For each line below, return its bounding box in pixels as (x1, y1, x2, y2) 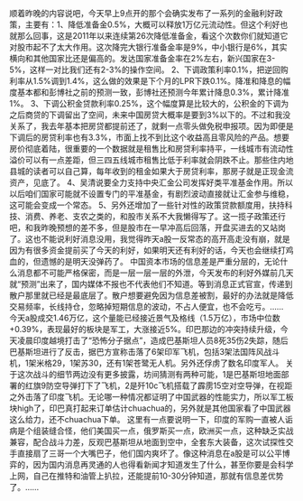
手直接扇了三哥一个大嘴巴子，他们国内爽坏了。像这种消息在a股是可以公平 (9, 448, 282, 459)
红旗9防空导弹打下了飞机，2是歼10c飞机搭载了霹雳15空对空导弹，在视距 (24, 380, 293, 391)
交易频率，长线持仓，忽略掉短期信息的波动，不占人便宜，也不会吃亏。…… (9, 302, 284, 311)
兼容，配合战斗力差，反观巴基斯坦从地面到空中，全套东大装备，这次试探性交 (9, 437, 294, 447)
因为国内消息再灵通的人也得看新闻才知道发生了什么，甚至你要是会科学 (32, 459, 294, 469)
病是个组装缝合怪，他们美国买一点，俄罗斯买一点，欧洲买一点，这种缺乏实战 (9, 425, 294, 436)
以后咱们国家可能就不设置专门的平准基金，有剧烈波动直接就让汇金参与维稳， (9, 189, 294, 199)
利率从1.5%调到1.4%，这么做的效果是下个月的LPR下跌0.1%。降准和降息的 (9, 76, 283, 86)
